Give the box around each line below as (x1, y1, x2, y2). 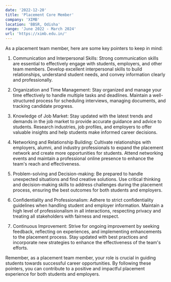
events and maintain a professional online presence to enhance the (12, 155, 154, 161)
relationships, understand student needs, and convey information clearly (12, 72, 166, 77)
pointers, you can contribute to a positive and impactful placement (5, 266, 145, 271)
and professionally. (12, 77, 53, 83)
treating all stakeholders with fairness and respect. (12, 213, 119, 219)
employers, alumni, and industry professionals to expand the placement (12, 145, 163, 151)
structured (12, 98, 35, 104)
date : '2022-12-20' (5, 7, 47, 13)
